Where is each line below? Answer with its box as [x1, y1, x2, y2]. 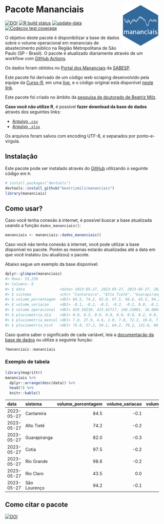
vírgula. [5, 138, 20, 144]
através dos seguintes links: [5, 109, 61, 115]
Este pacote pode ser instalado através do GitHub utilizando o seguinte [5, 165, 148, 171]
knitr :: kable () [9, 391, 41, 396]
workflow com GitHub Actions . [5, 55, 67, 61]
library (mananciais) [5, 191, 47, 196]
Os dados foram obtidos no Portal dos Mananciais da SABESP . [5, 65, 131, 71]
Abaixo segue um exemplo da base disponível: [5, 261, 99, 267]
